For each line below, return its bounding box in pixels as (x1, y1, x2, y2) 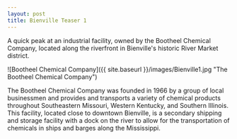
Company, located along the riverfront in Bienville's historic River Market (7, 44, 219, 52)
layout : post (7, 10, 46, 18)
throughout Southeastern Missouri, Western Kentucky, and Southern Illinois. (7, 101, 229, 109)
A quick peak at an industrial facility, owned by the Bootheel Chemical (7, 36, 211, 44)
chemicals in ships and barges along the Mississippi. (7, 123, 161, 132)
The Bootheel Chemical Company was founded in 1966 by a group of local (7, 86, 224, 95)
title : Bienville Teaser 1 (7, 17, 87, 24)
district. (7, 51, 30, 60)
